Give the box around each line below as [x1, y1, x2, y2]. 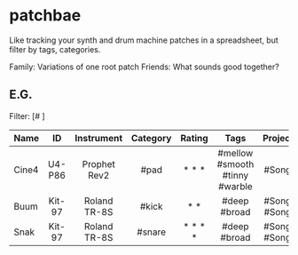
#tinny [222, 169, 249, 181]
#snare [137, 226, 167, 238]
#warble [218, 179, 253, 192]
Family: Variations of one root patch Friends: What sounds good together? [9, 61, 279, 72]
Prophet [82, 157, 115, 170]
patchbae [9, 5, 82, 26]
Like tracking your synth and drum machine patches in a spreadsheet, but [9, 35, 279, 45]
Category [130, 131, 172, 144]
